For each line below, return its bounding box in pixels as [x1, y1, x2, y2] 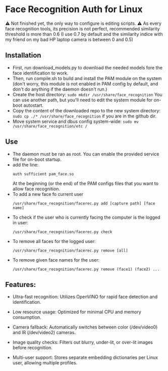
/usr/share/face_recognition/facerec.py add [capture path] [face [12, 201, 155, 206]
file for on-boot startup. [12, 156, 62, 162]
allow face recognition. [12, 186, 61, 192]
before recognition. [12, 345, 53, 351]
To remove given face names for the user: [12, 257, 100, 263]
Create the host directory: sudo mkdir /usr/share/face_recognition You [12, 91, 162, 97]
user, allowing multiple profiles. [12, 360, 78, 366]
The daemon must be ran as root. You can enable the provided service [12, 151, 159, 157]
